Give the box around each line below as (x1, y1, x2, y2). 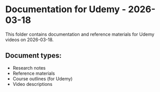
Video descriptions (12, 81, 52, 87)
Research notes (12, 65, 46, 71)
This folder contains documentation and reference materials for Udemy (5, 31, 154, 37)
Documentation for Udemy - (5, 4, 126, 15)
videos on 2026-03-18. (5, 37, 54, 43)
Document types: (5, 51, 62, 60)
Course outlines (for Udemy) (12, 75, 73, 82)
